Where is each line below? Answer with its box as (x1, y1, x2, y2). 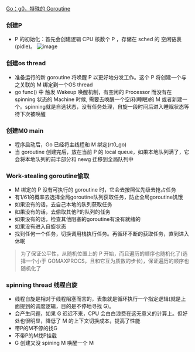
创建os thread (6, 59, 46, 68)
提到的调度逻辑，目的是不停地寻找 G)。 (19, 303, 115, 310)
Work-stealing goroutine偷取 (6, 172, 90, 180)
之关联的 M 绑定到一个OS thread (14, 81, 93, 88)
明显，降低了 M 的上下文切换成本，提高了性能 (30, 317, 141, 324)
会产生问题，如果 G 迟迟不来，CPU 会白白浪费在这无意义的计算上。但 (14, 310, 183, 317)
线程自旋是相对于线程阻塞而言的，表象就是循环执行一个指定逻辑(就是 (14, 296, 181, 303)
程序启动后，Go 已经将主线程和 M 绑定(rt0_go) (14, 140, 127, 148)
